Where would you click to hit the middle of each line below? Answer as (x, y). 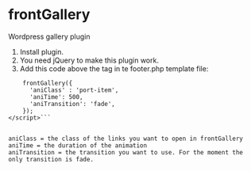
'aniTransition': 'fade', (72, 104)
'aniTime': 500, (56, 97)
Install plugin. (41, 51)
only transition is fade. (51, 159)
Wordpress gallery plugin (49, 36)
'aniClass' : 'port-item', (74, 90)
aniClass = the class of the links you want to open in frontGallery (126, 139)
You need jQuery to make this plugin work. (89, 60)
